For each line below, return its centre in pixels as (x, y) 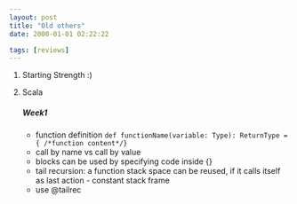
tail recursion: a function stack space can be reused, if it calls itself (158, 171)
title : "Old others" (48, 26)
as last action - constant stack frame (103, 180)
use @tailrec (58, 190)
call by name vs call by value (88, 153)
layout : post (33, 17)
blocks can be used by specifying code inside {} (124, 161)
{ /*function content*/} (81, 144)
